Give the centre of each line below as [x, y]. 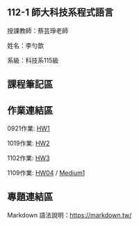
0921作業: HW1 [28, 128]
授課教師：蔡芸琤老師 [38, 31]
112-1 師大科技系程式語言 [60, 13]
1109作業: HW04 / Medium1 [46, 173]
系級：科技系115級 [33, 60]
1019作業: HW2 [28, 143]
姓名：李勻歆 [25, 45]
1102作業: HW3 [28, 158]
